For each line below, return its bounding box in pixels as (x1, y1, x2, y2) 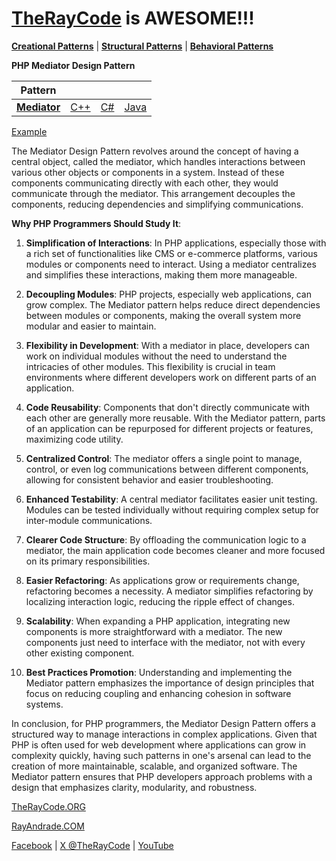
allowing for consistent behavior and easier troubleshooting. (25, 473, 274, 486)
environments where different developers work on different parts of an (25, 371, 317, 383)
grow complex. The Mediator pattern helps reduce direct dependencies (25, 298, 321, 311)
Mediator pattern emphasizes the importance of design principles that (25, 677, 315, 689)
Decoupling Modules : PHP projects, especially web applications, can (25, 288, 312, 300)
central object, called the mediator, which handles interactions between (11, 155, 306, 167)
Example (11, 125, 48, 137)
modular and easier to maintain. (25, 320, 157, 332)
